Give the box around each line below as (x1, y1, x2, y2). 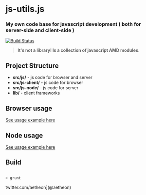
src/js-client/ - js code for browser (12, 79, 83, 86)
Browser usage (5, 104, 53, 113)
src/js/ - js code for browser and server (12, 75, 92, 80)
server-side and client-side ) (5, 27, 74, 34)
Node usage (5, 131, 43, 139)
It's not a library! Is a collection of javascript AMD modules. (17, 47, 140, 53)
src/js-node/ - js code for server (12, 85, 79, 91)
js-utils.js (5, 3, 45, 15)
